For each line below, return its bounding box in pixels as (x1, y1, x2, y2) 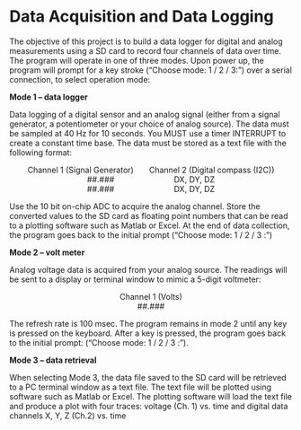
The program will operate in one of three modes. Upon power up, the (9, 55, 265, 66)
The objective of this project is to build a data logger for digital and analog (9, 36, 283, 47)
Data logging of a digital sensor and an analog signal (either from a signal (9, 109, 280, 119)
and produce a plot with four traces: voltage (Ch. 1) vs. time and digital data (9, 400, 288, 411)
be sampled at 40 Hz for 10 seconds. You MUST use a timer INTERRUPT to (9, 127, 287, 138)
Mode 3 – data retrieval (9, 355, 97, 365)
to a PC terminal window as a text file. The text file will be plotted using (9, 382, 272, 392)
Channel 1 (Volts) (120, 291, 182, 302)
